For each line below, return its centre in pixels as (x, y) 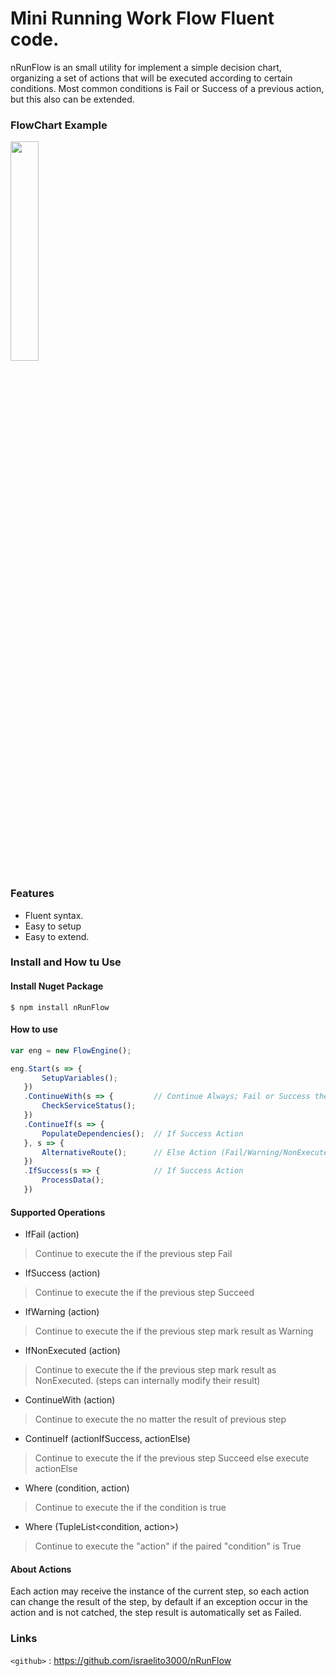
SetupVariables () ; (79, 1078)
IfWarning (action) (62, 1312)
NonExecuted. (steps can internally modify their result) (147, 1381)
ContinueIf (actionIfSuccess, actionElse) (107, 1439)
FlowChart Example (59, 125)
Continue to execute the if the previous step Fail (133, 1254)
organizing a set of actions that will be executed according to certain (151, 78)
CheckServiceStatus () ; (89, 1106)
